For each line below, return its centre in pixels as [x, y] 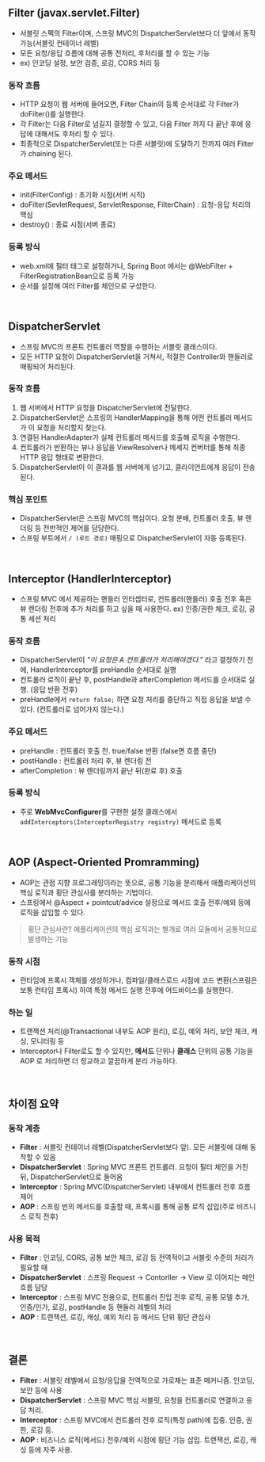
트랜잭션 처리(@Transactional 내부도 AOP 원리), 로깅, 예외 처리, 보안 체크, [134, 1031]
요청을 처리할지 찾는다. [72, 427]
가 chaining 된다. [46, 154]
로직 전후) [44, 1216]
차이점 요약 [34, 1103]
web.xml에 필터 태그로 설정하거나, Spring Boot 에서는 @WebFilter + [126, 265]
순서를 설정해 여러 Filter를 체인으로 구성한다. [88, 285]
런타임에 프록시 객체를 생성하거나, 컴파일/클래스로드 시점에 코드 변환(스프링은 [138, 980]
